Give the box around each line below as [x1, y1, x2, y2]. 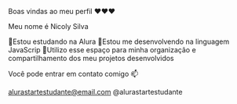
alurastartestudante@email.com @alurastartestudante [8, 88, 183, 96]
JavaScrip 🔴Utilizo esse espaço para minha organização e [8, 45, 196, 54]
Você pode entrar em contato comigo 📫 [8, 70, 139, 78]
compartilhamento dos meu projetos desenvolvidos [8, 54, 174, 63]
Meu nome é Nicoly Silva [8, 22, 89, 30]
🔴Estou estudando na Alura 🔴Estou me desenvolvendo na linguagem [8, 37, 230, 46]
